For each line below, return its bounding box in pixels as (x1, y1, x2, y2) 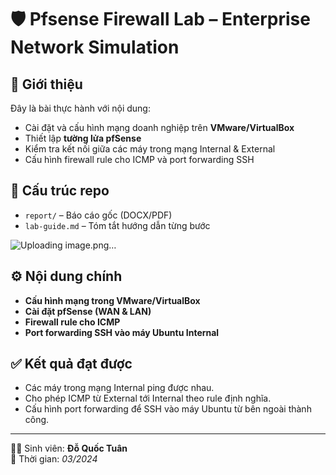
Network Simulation (10, 36, 180, 59)
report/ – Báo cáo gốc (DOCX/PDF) (24, 209, 173, 221)
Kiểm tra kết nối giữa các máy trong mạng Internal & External (24, 143, 276, 155)
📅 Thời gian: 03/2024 (10, 453, 98, 465)
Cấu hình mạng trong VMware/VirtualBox (24, 294, 201, 306)
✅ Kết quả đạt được (10, 356, 133, 373)
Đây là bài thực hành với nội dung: (10, 102, 151, 114)
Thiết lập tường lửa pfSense (24, 132, 142, 144)
